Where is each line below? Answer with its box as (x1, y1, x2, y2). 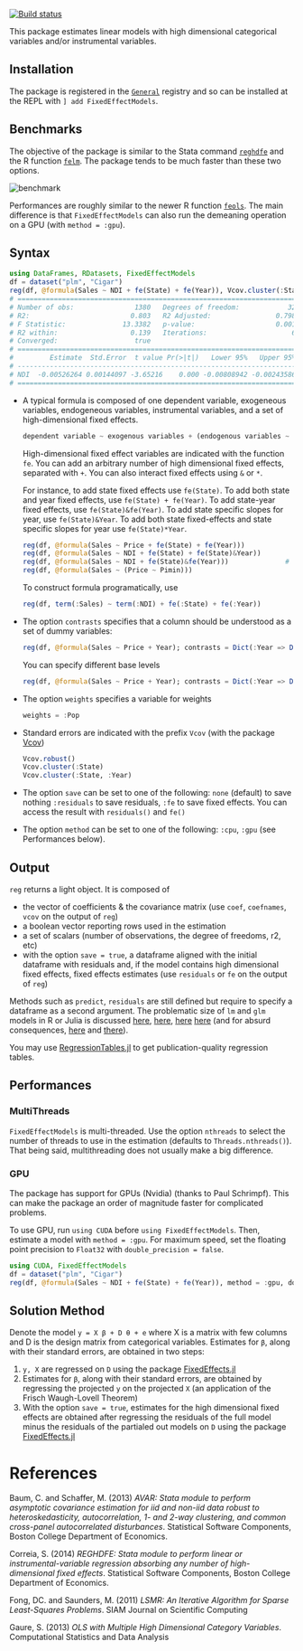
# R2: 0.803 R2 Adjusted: (9, 311, 212, 320)
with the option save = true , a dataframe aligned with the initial (22, 949, 258, 960)
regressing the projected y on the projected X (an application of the (22, 1383, 271, 1394)
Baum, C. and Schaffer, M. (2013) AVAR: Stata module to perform (9, 1493, 251, 1504)
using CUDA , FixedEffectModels (9, 1261, 127, 1270)
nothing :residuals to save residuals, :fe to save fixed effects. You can (22, 797, 288, 808)
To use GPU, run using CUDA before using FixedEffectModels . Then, (9, 1224, 261, 1235)
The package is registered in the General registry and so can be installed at (9, 86, 289, 97)
